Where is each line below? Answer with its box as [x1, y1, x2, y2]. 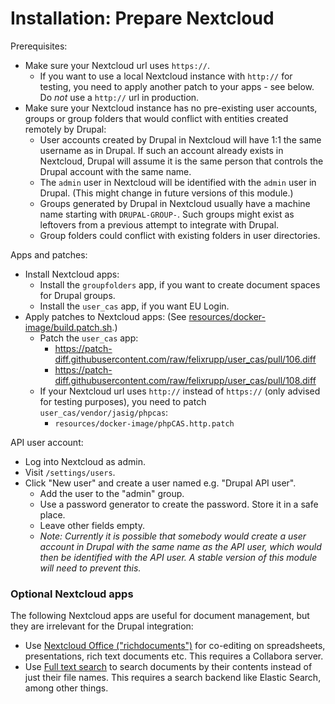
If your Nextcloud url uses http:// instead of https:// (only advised [39, 385, 321, 397]
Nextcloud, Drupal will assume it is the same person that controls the [39, 155, 324, 167]
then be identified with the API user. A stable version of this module [39, 551, 318, 563]
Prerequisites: [10, 40, 68, 52]
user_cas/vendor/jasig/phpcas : [39, 406, 169, 418]
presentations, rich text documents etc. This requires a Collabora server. [24, 650, 324, 662]
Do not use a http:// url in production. [39, 91, 200, 103]
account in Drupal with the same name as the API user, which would [39, 540, 322, 552]
